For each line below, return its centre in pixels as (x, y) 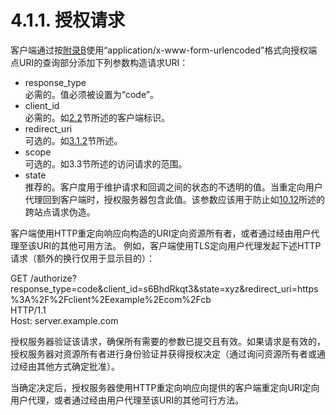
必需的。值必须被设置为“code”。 (91, 94)
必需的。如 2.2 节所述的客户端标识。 (97, 117)
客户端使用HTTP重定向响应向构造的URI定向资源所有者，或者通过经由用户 (161, 233)
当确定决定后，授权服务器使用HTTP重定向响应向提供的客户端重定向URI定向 (165, 387)
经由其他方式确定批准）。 (69, 366)
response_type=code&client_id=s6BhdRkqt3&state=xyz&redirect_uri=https (164, 288)
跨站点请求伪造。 (60, 212)
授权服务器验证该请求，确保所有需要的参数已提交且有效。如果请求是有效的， (168, 341)
